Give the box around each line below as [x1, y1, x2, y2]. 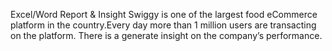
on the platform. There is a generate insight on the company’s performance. [10, 30, 323, 41]
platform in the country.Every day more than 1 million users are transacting [10, 19, 317, 31]
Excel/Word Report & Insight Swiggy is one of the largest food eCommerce [10, 9, 318, 20]
